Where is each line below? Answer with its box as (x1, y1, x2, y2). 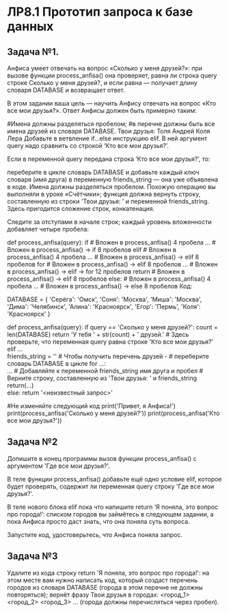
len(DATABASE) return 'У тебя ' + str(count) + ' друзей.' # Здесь (7, 330, 189, 338)
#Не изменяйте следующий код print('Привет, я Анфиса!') (7, 402, 176, 410)
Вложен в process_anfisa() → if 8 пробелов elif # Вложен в (7, 246, 176, 253)
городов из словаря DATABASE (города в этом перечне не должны (7, 583, 203, 591)
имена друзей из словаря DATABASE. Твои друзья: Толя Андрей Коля (7, 127, 211, 135)
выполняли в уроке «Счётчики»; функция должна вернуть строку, (7, 190, 201, 198)
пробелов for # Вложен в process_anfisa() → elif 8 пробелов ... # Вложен (7, 260, 218, 268)
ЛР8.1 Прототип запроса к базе (7, 4, 193, 20)
